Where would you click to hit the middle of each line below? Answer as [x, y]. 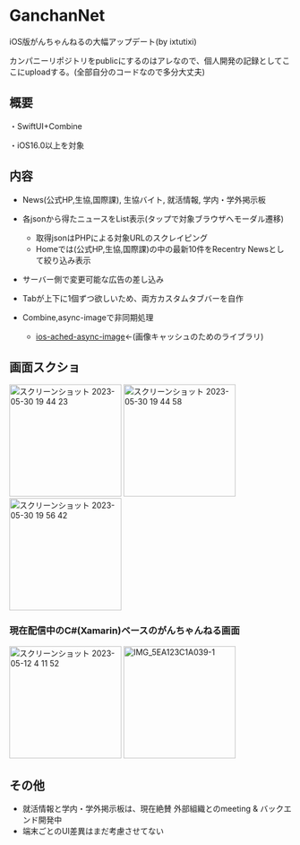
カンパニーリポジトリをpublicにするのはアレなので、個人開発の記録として [146, 60]
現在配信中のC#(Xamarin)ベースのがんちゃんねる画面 [124, 631]
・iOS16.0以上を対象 [47, 145]
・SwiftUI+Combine [46, 126]
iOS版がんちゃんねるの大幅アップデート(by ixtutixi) [103, 41]
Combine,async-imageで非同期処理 [88, 317]
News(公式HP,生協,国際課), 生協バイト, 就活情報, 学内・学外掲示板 [144, 199]
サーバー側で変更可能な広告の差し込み [93, 279]
